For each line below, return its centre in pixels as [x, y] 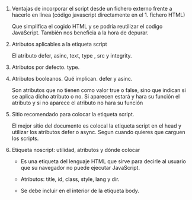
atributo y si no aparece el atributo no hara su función [77, 103]
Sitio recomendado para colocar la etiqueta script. [73, 114]
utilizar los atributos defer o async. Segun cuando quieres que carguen [98, 132]
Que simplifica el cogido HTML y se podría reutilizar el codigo [87, 26]
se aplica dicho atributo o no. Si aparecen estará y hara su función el [96, 96]
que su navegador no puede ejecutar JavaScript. [80, 168]
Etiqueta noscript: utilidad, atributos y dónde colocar [76, 150]
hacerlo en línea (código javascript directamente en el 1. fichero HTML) [98, 15]
